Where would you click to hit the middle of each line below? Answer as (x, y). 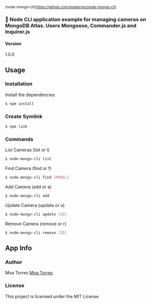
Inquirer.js (18, 32)
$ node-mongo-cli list (28, 159)
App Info (18, 248)
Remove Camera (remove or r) (36, 224)
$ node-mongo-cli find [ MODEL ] (37, 177)
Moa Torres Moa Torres (29, 273)
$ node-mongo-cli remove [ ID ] (36, 233)
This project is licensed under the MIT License (52, 296)
